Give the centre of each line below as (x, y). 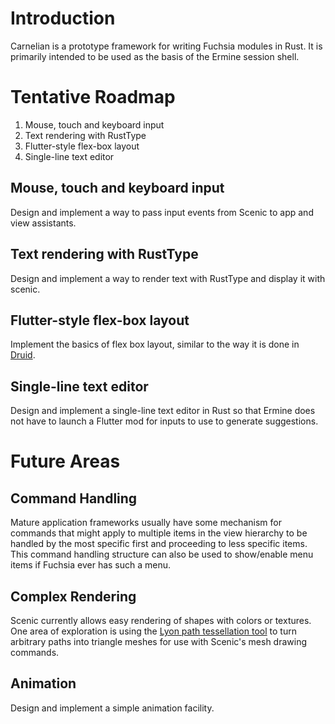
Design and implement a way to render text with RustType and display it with (168, 278)
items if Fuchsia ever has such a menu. (91, 565)
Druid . (23, 355)
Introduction (63, 18)
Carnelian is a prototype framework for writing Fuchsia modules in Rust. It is (166, 46)
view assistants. (43, 223)
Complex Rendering (73, 596)
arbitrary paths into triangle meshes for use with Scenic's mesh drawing (159, 641)
